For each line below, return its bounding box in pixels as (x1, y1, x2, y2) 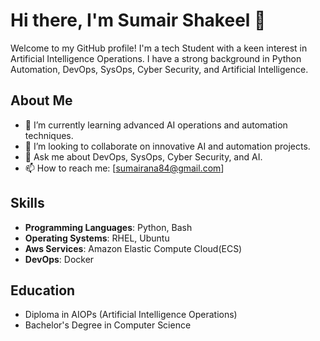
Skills (10, 195, 45, 212)
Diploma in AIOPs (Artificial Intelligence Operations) (24, 309, 238, 321)
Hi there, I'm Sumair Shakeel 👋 (10, 9, 267, 32)
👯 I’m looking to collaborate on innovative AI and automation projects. (24, 140, 311, 152)
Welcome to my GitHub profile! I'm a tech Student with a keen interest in (10, 42, 308, 54)
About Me (10, 92, 73, 109)
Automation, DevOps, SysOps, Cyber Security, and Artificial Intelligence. (10, 63, 309, 75)
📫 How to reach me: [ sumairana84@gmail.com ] (24, 162, 225, 174)
